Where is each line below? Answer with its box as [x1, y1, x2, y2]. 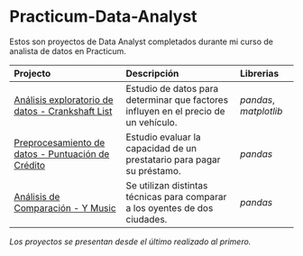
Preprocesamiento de [14, 136, 106, 149]
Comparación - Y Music [14, 201, 116, 214]
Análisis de [14, 190, 60, 203]
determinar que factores [125, 93, 228, 105]
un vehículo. [125, 115, 178, 128]
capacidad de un [125, 142, 197, 154]
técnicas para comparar [125, 190, 227, 203]
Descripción [125, 67, 179, 79]
